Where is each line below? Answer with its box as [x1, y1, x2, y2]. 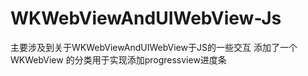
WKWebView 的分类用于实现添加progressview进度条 [10, 53, 227, 66]
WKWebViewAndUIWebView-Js [10, 7, 282, 30]
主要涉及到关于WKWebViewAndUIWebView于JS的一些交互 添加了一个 [10, 41, 298, 53]
